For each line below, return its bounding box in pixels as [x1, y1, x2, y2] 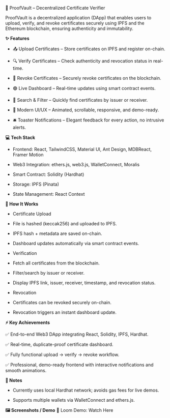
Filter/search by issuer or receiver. [12, 270, 85, 276]
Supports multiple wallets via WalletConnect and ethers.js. [12, 397, 135, 403]
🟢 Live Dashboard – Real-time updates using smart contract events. [12, 85, 156, 91]
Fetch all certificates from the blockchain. [12, 260, 100, 266]
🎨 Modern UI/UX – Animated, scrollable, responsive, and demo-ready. [12, 107, 159, 113]
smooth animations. [5, 368, 47, 373]
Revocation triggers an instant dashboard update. [12, 309, 117, 315]
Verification [12, 250, 37, 256]
